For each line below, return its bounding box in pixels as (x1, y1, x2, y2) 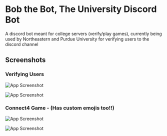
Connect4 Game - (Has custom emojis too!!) (5, 104, 114, 111)
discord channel (5, 41, 38, 47)
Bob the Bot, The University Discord (5, 3, 157, 15)
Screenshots (5, 56, 46, 64)
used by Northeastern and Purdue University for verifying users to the (5, 36, 149, 42)
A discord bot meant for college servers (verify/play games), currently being (5, 30, 162, 36)
